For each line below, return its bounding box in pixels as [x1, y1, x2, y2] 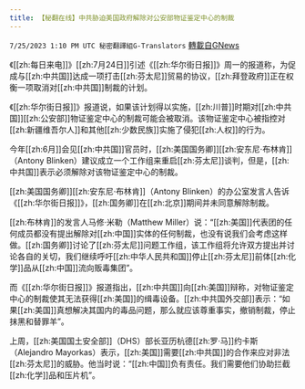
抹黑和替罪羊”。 [9, 316, 70, 327]
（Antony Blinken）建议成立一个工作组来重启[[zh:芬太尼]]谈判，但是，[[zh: [9, 154, 290, 165]
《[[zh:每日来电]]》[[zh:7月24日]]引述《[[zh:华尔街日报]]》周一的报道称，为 [9, 58, 289, 69]
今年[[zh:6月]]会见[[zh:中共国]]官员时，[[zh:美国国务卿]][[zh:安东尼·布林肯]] [9, 143, 293, 154]
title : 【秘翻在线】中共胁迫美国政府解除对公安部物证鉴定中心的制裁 [9, 13, 235, 23]
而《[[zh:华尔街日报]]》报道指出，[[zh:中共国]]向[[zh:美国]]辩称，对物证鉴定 [9, 281, 294, 292]
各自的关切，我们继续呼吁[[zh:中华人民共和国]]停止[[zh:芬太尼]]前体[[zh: [16, 250, 289, 261]
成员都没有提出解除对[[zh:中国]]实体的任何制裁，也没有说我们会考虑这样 [16, 227, 289, 238]
